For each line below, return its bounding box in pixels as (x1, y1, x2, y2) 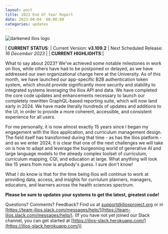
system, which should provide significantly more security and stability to (5, 82, 156, 88)
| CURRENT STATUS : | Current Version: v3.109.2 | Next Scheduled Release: (5, 45, 163, 51)
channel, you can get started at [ (5, 218, 73, 224)
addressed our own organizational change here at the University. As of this (5, 71, 161, 77)
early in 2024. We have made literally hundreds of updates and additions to (5, 103, 161, 109)
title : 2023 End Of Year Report (5, 12, 73, 17)
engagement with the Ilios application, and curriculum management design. (5, 129, 162, 135)
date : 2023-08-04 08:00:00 (5, 17, 65, 22)
